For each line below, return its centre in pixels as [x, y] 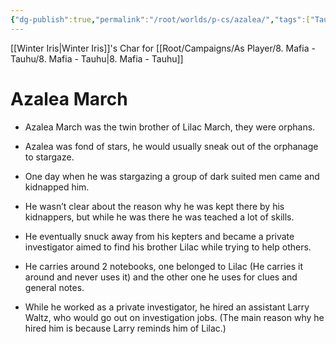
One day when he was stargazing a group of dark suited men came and [172, 176]
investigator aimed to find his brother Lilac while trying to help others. [168, 247]
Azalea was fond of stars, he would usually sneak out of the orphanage [171, 146]
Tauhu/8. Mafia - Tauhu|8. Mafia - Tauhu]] [97, 58]
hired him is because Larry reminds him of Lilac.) [125, 328]
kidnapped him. [57, 187]
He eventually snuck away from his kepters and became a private [159, 236]
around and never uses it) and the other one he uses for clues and [161, 277]
